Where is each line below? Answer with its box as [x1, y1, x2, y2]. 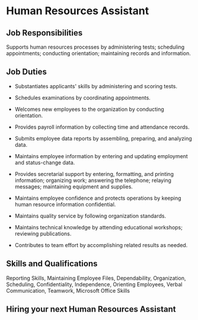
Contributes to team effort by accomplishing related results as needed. [14, 241, 188, 248]
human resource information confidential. [14, 200, 116, 208]
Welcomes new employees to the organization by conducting [14, 105, 164, 113]
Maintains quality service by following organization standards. [14, 212, 167, 219]
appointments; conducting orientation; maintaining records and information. [6, 50, 191, 57]
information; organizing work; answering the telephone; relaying [14, 177, 172, 184]
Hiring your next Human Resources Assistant [6, 304, 176, 315]
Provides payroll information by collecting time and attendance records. [14, 123, 190, 130]
